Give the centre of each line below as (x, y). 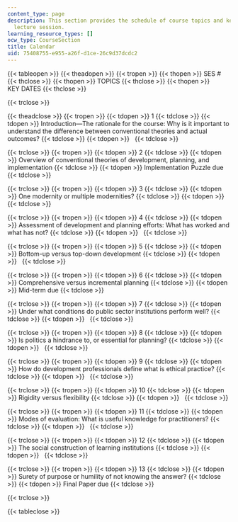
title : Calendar (31, 47)
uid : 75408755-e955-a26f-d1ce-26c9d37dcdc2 (73, 54)
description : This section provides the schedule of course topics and (115, 21)
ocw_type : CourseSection (44, 40)
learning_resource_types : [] (50, 34)
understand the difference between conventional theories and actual (107, 131)
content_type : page (36, 14)
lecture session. (39, 27)
